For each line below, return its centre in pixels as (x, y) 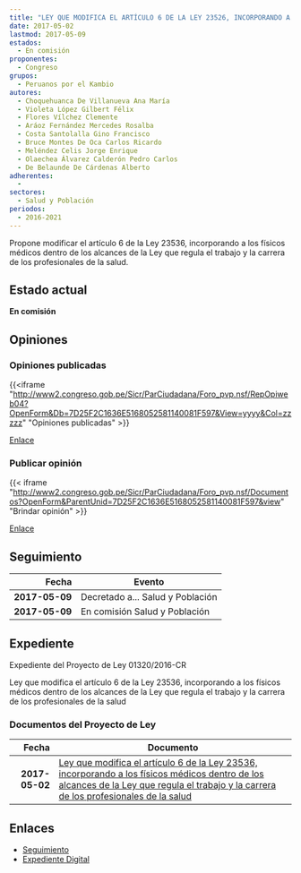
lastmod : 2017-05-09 (48, 34)
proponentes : (34, 59)
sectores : (28, 193)
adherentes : (31, 175)
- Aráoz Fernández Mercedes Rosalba (86, 126)
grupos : (24, 76)
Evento (149, 582)
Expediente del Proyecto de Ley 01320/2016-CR (98, 665)
